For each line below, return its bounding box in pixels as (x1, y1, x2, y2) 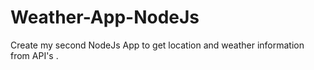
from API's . (10, 49, 59, 61)
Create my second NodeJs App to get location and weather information (10, 39, 305, 51)
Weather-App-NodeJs (10, 6, 200, 29)
